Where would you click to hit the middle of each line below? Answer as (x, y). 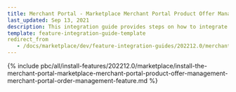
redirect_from (28, 40)
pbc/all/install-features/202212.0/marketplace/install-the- (124, 66)
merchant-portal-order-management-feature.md (78, 80)
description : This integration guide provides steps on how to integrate (118, 26)
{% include (23, 66)
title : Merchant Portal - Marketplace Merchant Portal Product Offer (111, 14)
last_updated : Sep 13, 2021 (48, 20)
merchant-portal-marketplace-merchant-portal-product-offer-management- (118, 73)
